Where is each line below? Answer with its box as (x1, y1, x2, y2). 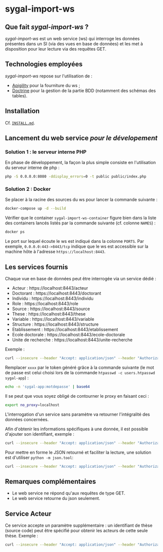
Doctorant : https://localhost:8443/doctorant (12, 291, 101, 296)
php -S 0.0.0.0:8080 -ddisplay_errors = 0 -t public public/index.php (5, 174, 147, 179)
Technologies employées (5, 60, 83, 69)
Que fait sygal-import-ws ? (5, 23, 89, 31)
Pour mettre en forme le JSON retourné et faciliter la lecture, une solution (5, 449, 151, 455)
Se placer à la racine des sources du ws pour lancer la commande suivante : (5, 197, 158, 202)
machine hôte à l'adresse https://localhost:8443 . (5, 249, 106, 255)
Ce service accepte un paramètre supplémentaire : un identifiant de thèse (5, 522, 153, 529)
